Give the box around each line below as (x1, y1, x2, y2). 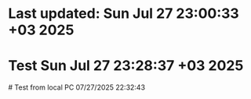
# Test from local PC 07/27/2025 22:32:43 (8, 83, 146, 92)
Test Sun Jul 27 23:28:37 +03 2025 (8, 57, 244, 75)
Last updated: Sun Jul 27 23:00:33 (8, 5, 239, 23)
